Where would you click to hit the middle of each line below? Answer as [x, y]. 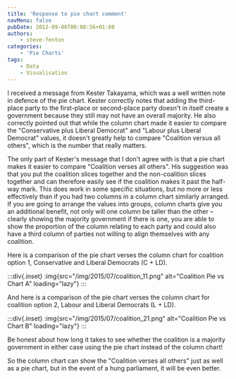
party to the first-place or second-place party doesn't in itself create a [126, 108]
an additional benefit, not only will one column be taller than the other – [110, 211]
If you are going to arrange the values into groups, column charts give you [115, 204]
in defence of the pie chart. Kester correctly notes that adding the [103, 100]
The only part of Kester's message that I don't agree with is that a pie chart [116, 159]
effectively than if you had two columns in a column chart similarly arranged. [118, 196]
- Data [30, 66]
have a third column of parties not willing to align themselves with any [108, 234]
